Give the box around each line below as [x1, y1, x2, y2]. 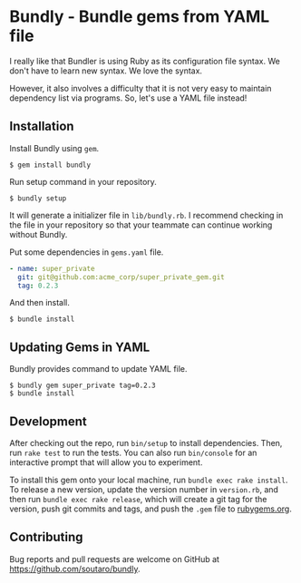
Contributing [9, 530, 83, 545]
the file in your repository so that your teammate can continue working [9, 219, 273, 230]
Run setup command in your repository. [9, 176, 157, 187]
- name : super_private [9, 264, 95, 273]
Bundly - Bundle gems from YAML [9, 6, 270, 27]
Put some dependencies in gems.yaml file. [9, 247, 164, 257]
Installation [9, 119, 74, 134]
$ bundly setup [9, 193, 67, 203]
